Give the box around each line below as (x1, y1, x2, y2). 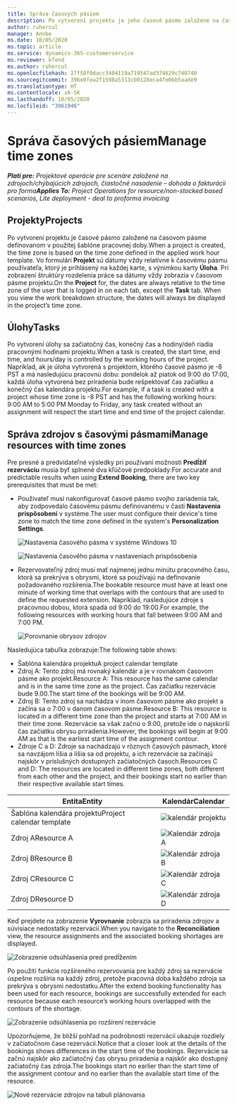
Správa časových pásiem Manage (7, 133, 207, 149)
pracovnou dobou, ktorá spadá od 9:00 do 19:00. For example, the (17, 603, 209, 612)
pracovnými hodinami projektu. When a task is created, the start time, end (7, 347, 221, 356)
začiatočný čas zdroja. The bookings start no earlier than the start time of (7, 1062, 219, 1071)
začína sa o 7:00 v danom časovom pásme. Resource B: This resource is (17, 705, 227, 713)
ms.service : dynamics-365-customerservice (7, 50, 134, 57)
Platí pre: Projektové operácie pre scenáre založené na (7, 171, 169, 180)
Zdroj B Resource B (11, 853, 73, 863)
